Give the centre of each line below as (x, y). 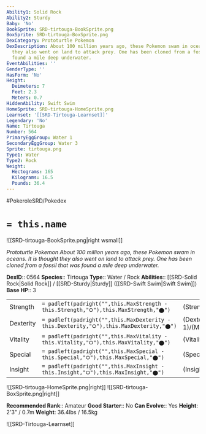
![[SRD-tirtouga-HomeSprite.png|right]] (56, 387)
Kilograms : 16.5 (32, 178)
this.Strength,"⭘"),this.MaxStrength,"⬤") (106, 310)
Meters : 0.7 (27, 98)
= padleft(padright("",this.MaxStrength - (105, 304)
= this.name (37, 224)
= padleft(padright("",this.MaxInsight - (103, 366)
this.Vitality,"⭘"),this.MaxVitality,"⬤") (106, 342)
